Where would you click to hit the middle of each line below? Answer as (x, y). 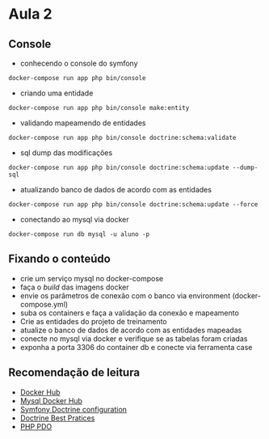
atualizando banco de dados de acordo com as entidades (116, 190)
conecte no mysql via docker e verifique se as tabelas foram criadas (134, 338)
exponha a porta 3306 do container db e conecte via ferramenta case (136, 347)
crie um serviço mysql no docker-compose (92, 278)
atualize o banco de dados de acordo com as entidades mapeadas (131, 330)
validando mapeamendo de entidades (83, 123)
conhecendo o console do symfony (79, 63)
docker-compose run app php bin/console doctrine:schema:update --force (133, 205)
